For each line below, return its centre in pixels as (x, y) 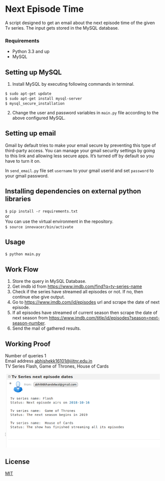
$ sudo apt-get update (28, 94)
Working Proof (28, 344)
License (17, 462)
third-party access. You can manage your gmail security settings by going (80, 150)
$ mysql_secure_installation (35, 104)
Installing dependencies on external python (73, 191)
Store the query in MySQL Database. (49, 281)
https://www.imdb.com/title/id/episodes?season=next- (104, 318)
